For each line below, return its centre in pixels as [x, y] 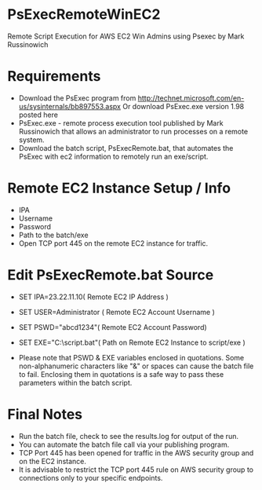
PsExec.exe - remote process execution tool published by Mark [121, 122]
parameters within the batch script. [75, 382]
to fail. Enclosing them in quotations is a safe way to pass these [121, 374]
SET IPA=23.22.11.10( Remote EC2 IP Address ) [94, 297]
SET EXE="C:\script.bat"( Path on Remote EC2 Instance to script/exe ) [132, 342]
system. [31, 140]
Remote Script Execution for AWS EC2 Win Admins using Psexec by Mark [126, 36]
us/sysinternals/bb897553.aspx [70, 106]
